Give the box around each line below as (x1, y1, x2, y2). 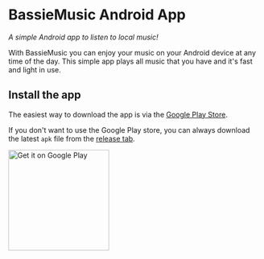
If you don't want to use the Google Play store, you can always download (8, 125, 250, 134)
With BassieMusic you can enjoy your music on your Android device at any (8, 47, 256, 57)
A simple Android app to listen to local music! (8, 32, 159, 42)
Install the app (8, 88, 82, 102)
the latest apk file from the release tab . (8, 134, 135, 143)
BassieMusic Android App (8, 6, 187, 24)
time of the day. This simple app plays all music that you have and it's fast (8, 56, 253, 66)
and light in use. (8, 64, 62, 74)
